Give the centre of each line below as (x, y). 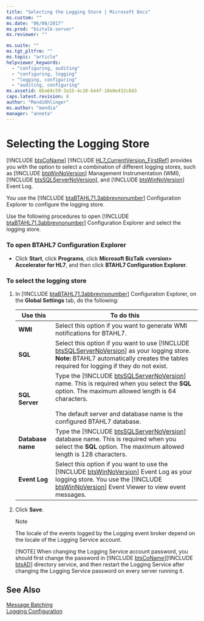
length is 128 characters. (91, 454)
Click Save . (29, 510)
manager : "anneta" (29, 113)
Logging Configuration (34, 611)
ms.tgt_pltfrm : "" (29, 51)
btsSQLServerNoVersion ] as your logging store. (123, 351)
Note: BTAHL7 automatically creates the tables (122, 359)
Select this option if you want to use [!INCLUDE (123, 343)
